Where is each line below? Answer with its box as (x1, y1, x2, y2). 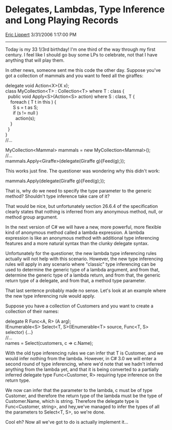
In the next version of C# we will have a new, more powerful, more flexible (5, 224, 161, 230)
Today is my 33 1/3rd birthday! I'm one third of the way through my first (5, 46, 156, 52)
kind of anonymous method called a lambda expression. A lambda (5, 229, 145, 236)
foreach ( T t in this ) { (10, 99, 57, 105)
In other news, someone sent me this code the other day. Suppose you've (5, 67, 161, 73)
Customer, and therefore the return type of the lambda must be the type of (5, 393, 163, 399)
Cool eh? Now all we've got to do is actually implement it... (5, 419, 128, 425)
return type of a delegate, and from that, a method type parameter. (5, 277, 146, 283)
